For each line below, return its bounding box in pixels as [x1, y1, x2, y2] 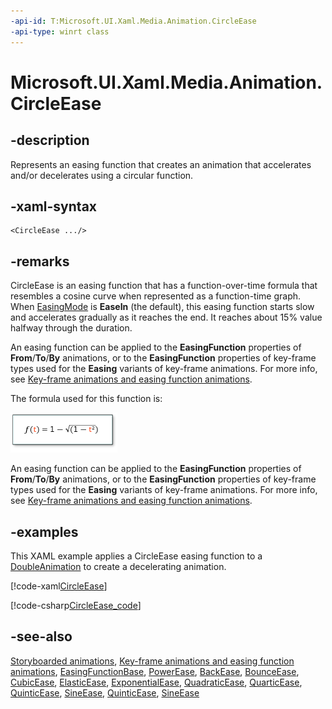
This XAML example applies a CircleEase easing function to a [10, 550, 263, 562]
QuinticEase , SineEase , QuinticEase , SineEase [10, 686, 200, 699]
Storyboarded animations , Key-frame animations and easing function [10, 655, 295, 667]
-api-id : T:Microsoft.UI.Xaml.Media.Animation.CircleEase [10, 16, 257, 26]
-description [10, 132, 90, 149]
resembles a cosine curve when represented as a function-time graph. [10, 290, 302, 302]
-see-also [10, 628, 73, 645]
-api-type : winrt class [10, 26, 110, 37]
